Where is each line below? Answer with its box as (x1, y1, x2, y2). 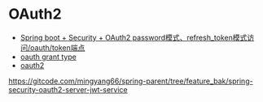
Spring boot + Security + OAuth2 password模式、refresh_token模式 (20, 32, 248, 42)
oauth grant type (20, 52, 77, 62)
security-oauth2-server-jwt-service (8, 84, 128, 94)
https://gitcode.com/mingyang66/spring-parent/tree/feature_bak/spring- (8, 76, 254, 86)
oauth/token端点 (29, 42, 85, 53)
